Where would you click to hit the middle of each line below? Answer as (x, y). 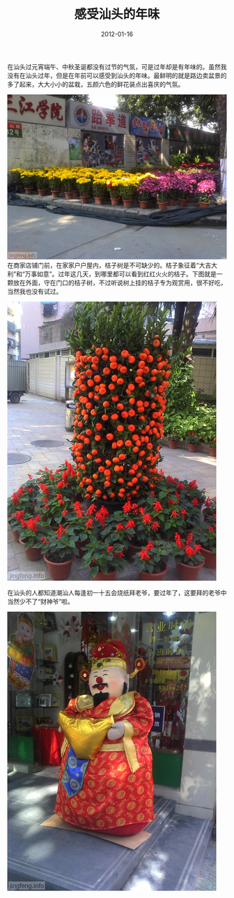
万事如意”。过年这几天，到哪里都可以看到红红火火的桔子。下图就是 (121, 274)
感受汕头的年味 (117, 14)
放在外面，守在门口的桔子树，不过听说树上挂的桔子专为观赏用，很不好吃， (120, 283)
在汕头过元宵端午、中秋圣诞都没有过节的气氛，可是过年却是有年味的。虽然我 (117, 66)
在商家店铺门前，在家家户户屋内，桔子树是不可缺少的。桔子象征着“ (103, 265)
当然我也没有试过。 (35, 291)
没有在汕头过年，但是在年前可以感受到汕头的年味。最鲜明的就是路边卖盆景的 (117, 75)
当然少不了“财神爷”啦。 (41, 601)
